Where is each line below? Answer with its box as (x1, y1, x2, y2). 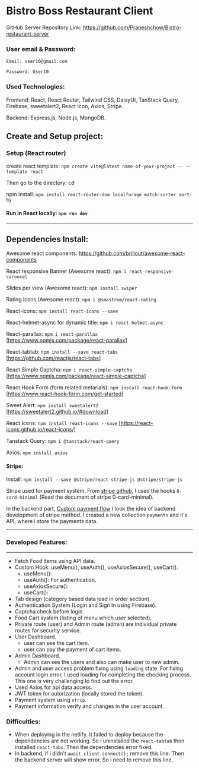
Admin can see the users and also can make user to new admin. (23, 658, 180, 665)
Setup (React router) (6, 149, 66, 157)
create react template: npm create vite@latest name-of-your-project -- (6, 162, 184, 170)
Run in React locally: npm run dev (6, 209, 88, 216)
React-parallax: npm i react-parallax (6, 331, 98, 338)
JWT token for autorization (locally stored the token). (14, 690, 144, 697)
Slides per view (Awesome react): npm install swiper (6, 284, 137, 292)
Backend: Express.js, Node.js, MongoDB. (6, 114, 106, 121)
